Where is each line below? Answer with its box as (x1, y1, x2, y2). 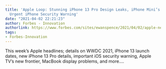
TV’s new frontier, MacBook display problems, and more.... (5, 58, 124, 64)
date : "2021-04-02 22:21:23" (5, 16, 65, 21)
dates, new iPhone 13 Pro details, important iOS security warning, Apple (5, 53, 152, 59)
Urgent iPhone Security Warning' (9, 12, 79, 17)
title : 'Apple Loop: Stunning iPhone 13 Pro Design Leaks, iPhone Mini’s (5, 7, 161, 12)
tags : (5, 30, 16, 35)
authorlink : (5, 25, 30, 30)
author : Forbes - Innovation (5, 21, 65, 26)
